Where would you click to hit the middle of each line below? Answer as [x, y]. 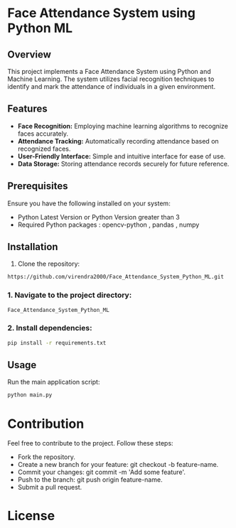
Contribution [46, 424]
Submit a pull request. [50, 487]
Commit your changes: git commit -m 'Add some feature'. [102, 472]
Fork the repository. [47, 457]
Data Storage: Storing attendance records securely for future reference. [123, 163]
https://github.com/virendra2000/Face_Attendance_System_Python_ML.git [116, 277]
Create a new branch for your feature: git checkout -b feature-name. [118, 465]
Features [27, 109]
